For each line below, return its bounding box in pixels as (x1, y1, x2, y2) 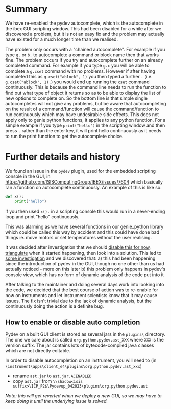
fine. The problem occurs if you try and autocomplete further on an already (5, 57, 163, 63)
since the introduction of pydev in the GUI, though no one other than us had (5, 260, 164, 266)
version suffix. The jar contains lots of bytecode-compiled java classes (5, 342, 154, 348)
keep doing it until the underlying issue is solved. (5, 398, 108, 404)
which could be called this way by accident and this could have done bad (5, 229, 160, 235)
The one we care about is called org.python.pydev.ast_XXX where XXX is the (5, 337, 164, 343)
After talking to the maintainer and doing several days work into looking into (5, 281, 164, 287)
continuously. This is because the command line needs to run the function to (5, 84, 166, 90)
